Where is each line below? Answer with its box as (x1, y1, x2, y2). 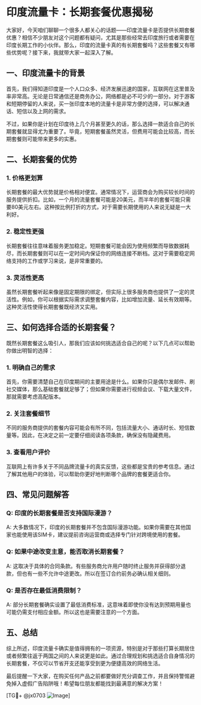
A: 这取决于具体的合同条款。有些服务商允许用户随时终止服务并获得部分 (6, 562, 181, 569)
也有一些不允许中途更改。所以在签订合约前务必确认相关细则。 (22, 570, 174, 577)
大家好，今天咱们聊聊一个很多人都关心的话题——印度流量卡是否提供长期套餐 (6, 26, 195, 34)
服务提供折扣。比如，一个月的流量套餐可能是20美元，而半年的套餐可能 (6, 196, 181, 203)
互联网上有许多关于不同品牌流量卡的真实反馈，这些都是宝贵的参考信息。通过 (6, 463, 195, 470)
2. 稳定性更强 (6, 227, 44, 236)
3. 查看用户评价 (6, 448, 51, 457)
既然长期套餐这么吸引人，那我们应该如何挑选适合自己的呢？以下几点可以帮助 (6, 339, 195, 347)
